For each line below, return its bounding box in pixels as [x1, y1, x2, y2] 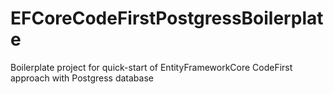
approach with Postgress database [10, 72, 154, 84]
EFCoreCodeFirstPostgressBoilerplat [10, 7, 324, 30]
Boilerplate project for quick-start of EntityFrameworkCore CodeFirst [10, 61, 293, 73]
